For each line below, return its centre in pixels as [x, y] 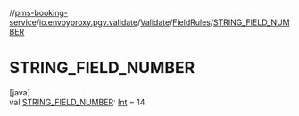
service [23, 22]
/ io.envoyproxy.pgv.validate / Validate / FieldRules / [125, 22]
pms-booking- [42, 13]
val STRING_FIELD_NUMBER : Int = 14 [77, 102]
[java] [20, 92]
